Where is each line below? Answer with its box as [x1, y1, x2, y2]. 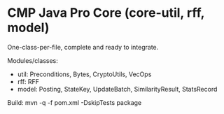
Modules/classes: [7, 56, 58, 64]
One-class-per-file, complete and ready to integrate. [7, 43, 159, 51]
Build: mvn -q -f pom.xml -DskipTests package [7, 98, 142, 106]
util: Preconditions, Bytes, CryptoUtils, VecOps [17, 70, 152, 78]
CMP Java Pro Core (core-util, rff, [7, 5, 205, 21]
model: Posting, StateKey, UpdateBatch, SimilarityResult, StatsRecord [17, 85, 218, 93]
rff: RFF [17, 77, 40, 85]
